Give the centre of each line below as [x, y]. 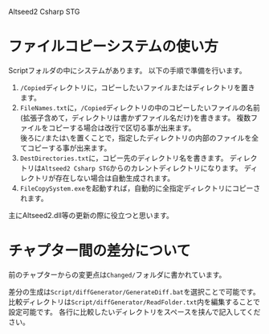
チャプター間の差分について [100, 251]
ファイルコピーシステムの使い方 [114, 47]
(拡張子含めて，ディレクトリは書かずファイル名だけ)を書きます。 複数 [135, 118]
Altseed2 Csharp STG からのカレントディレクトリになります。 [142, 167]
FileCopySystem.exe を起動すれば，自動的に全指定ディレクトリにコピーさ [140, 188]
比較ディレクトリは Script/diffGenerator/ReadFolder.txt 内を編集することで [134, 302]
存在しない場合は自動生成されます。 [115, 178]
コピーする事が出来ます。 [69, 147]
